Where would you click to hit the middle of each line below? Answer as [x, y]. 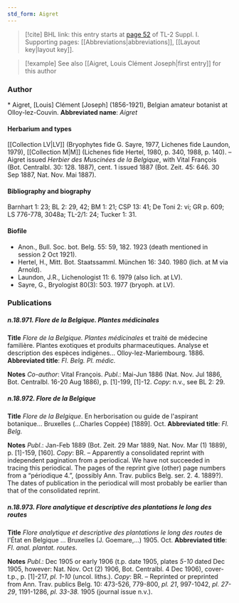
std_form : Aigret [33, 14]
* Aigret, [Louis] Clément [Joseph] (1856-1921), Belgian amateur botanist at [117, 105]
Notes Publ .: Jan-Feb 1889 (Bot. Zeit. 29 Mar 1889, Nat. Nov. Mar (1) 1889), [117, 445]
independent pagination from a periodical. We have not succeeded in [108, 460]
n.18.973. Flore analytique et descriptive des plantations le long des [110, 507]
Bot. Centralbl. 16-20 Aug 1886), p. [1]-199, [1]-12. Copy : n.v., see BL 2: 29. [116, 382]
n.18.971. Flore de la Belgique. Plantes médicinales [84, 320]
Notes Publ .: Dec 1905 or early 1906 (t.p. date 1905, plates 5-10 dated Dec [116, 562]
